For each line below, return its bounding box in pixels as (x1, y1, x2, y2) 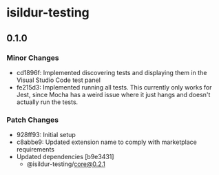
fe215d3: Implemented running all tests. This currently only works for (16, 83, 212, 91)
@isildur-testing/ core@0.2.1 (26, 160, 106, 168)
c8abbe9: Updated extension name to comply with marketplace (16, 138, 197, 146)
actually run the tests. (16, 98, 79, 106)
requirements (16, 145, 54, 154)
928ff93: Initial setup (16, 131, 76, 139)
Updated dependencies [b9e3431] (16, 153, 114, 161)
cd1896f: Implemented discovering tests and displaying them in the (16, 68, 207, 76)
